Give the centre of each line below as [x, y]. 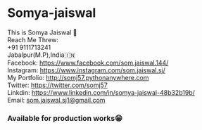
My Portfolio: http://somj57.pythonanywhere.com [78, 77]
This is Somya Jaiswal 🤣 [42, 32]
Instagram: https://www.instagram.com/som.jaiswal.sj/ [86, 70]
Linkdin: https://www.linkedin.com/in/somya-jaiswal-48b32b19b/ [101, 92]
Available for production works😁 [65, 118]
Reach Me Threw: [33, 39]
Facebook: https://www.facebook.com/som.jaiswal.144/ [88, 63]
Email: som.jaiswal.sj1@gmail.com [56, 100]
